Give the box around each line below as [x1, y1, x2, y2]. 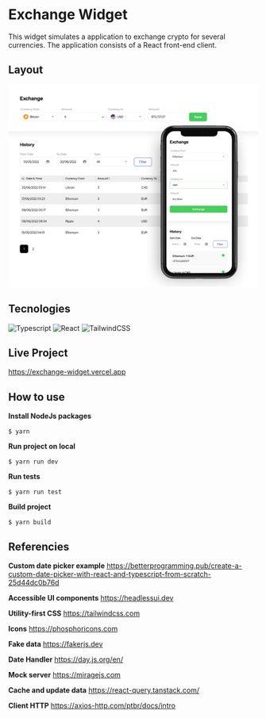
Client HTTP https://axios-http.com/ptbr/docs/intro [8, 701, 176, 711]
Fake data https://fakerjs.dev [8, 639, 103, 649]
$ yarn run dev [8, 458, 59, 466]
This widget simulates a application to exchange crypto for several [8, 32, 226, 41]
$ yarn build [8, 518, 52, 527]
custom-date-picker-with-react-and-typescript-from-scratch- [8, 570, 212, 579]
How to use [8, 390, 65, 404]
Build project [8, 502, 52, 512]
